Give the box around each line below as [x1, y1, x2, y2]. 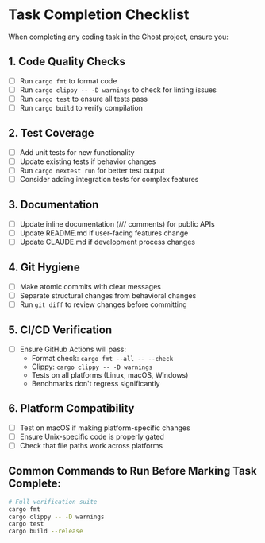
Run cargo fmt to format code [19, 76, 117, 85]
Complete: [8, 477, 62, 491]
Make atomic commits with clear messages [19, 281, 161, 291]
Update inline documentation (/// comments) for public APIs [19, 219, 216, 228]
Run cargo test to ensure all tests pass [19, 94, 148, 103]
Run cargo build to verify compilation [19, 103, 143, 112]
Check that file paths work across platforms [19, 440, 163, 450]
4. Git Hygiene [8, 261, 81, 274]
